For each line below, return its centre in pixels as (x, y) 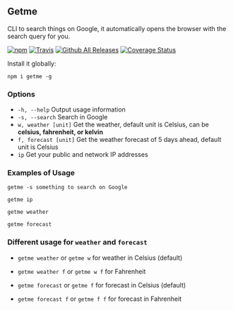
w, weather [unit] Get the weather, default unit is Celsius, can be (113, 125)
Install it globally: (32, 64)
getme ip (20, 200)
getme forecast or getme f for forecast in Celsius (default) (102, 285)
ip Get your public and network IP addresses (83, 155)
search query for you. (39, 36)
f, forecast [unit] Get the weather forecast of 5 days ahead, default (119, 140)
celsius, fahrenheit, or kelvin (60, 132)
